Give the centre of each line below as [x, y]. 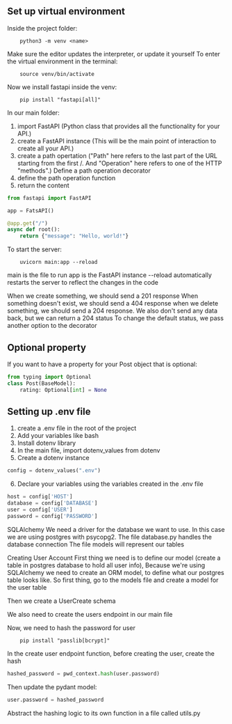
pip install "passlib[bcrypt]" [65, 640]
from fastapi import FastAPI [49, 198]
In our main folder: [34, 112]
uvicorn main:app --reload [59, 262]
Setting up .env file [49, 412]
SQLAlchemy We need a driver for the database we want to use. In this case [116, 529]
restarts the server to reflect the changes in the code [83, 283]
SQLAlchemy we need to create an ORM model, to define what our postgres [116, 572]
